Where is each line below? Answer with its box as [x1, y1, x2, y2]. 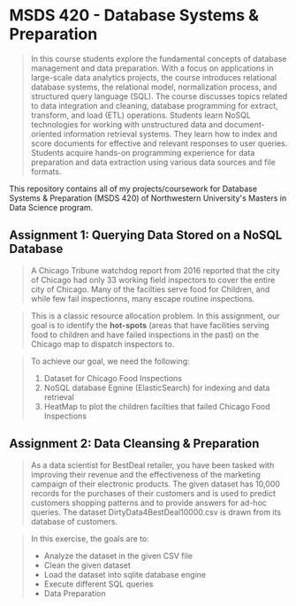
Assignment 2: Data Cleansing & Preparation [9, 436, 260, 451]
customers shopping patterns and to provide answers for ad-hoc [30, 497, 268, 508]
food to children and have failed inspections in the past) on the [30, 329, 259, 340]
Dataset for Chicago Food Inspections [43, 372, 183, 383]
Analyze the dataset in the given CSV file [43, 550, 193, 561]
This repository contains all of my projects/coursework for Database [9, 183, 258, 194]
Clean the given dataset [43, 559, 131, 571]
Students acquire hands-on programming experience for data [30, 147, 255, 157]
